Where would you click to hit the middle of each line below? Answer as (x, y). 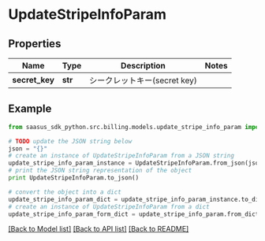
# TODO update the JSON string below (70, 141)
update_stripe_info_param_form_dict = (72, 214)
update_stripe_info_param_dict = (63, 199)
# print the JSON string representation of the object (100, 171)
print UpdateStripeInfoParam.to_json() (74, 178)
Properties (35, 44)
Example (30, 109)
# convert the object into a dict (65, 192)
